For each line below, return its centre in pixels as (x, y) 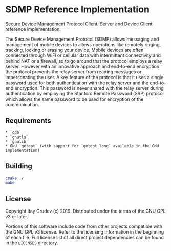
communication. (22, 104)
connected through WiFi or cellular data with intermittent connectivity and (83, 55)
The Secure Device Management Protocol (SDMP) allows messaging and (82, 39)
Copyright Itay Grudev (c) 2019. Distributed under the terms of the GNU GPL (85, 211)
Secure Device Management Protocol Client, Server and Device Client (79, 24)
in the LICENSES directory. (32, 243)
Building (19, 166)
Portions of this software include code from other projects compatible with (84, 226)
